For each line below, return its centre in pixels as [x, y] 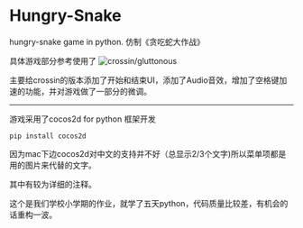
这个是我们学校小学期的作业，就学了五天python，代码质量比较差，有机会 [145, 203]
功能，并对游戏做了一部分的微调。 [88, 91]
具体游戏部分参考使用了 [53, 60]
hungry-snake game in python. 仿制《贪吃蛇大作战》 [107, 41]
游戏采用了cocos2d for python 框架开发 [83, 119]
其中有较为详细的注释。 [53, 184]
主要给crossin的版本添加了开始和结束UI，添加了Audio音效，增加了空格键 [144, 80]
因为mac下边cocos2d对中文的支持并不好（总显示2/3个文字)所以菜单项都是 [148, 153]
